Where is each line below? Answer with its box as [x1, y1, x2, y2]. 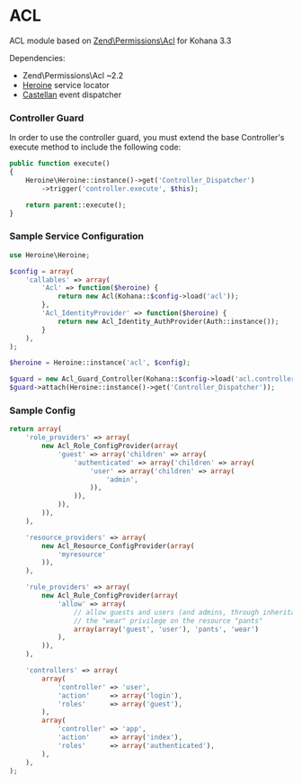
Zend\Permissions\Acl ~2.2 [22, 69, 124, 81]
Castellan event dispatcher [22, 89, 122, 100]
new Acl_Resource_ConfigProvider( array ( [41, 541, 195, 550]
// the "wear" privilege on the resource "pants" [73, 616, 263, 626]
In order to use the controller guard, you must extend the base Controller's [9, 132, 285, 143]
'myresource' [57, 550, 106, 559]
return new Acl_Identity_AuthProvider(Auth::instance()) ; [57, 317, 280, 326]
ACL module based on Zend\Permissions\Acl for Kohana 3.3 [9, 35, 232, 46]
